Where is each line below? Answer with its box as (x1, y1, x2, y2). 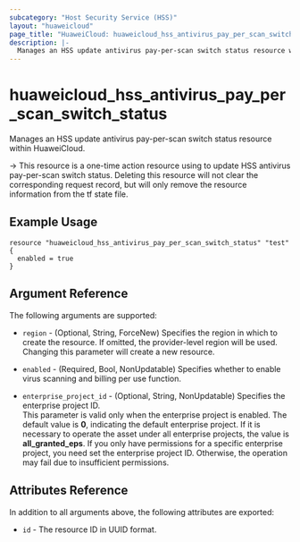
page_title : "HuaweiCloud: (9, 30, 110, 38)
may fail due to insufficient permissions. (21, 457, 170, 468)
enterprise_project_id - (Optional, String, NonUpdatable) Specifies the (21, 390, 286, 401)
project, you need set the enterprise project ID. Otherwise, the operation (21, 447, 288, 458)
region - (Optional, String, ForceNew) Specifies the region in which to (21, 327, 279, 338)
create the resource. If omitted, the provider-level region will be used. (21, 336, 279, 347)
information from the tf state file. (9, 189, 129, 199)
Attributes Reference (9, 483, 129, 498)
